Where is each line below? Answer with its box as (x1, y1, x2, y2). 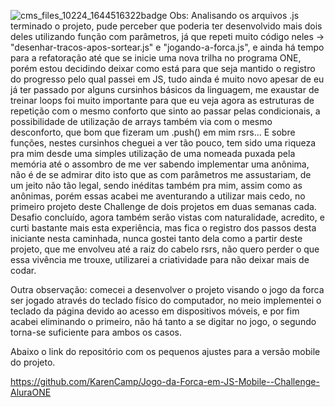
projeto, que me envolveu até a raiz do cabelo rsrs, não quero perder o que (10, 243, 320, 255)
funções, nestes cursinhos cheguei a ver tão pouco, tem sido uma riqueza (10, 137, 317, 149)
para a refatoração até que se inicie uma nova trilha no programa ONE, (10, 52, 302, 64)
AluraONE (10, 386, 52, 398)
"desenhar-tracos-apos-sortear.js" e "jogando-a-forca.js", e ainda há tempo (10, 41, 325, 53)
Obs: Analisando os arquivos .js (169, 10, 300, 21)
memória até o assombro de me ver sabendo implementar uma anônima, (10, 158, 310, 170)
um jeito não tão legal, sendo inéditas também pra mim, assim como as (10, 180, 303, 191)
